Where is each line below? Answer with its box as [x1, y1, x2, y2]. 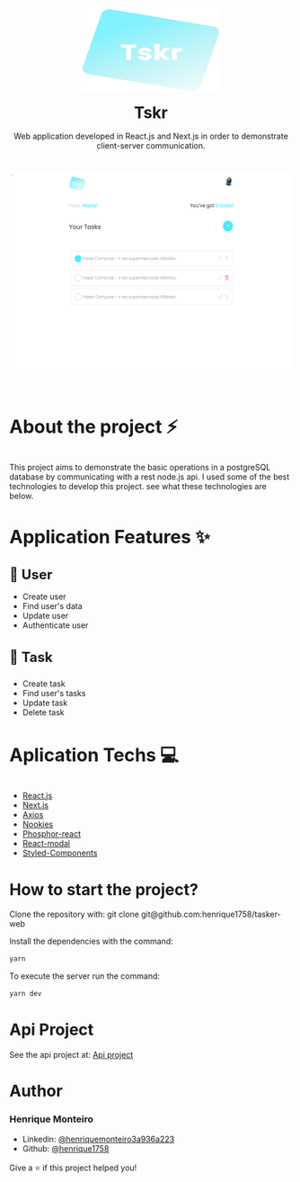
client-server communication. [96, 140, 206, 151]
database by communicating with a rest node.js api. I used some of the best [9, 471, 290, 482]
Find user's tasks [22, 687, 86, 698]
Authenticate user [22, 620, 89, 631]
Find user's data [22, 601, 83, 612]
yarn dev [9, 989, 42, 998]
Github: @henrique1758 [22, 1142, 110, 1154]
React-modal [22, 837, 70, 848]
